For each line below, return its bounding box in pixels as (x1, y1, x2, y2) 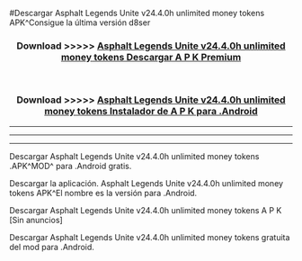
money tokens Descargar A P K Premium (60, 50, 242, 63)
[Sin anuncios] (9, 214, 63, 225)
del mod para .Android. (9, 241, 94, 252)
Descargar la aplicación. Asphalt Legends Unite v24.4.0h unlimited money (9, 177, 284, 188)
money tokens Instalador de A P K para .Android (44, 105, 258, 118)
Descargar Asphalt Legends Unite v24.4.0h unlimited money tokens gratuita (9, 231, 290, 242)
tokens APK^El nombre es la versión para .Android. (9, 187, 198, 198)
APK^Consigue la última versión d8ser (9, 17, 151, 28)
